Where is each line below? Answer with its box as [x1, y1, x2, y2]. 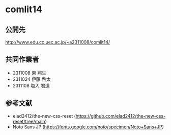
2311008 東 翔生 [12, 70, 47, 76]
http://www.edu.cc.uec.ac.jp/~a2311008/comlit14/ [5, 39, 110, 45]
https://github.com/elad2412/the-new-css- [75, 112, 166, 119]
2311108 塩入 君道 [12, 82, 50, 88]
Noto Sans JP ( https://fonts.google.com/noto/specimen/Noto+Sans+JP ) [12, 124, 164, 130]
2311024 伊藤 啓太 [12, 76, 51, 82]
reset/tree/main [12, 118, 45, 124]
